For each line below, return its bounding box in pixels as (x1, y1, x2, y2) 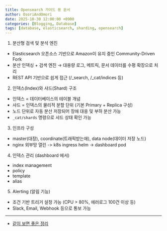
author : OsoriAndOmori (5, 12, 52, 17)
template (12, 173, 31, 179)
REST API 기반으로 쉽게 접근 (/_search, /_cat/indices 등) (12, 75, 123, 81)
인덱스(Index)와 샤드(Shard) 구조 (12, 85, 77, 91)
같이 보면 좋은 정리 (12, 221, 49, 227)
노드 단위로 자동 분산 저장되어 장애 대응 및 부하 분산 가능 (12, 108, 121, 115)
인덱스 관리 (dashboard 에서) (12, 152, 70, 158)
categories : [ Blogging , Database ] (5, 21, 77, 26)
